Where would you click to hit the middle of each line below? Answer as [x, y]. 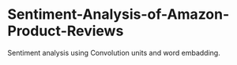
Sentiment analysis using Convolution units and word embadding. [114, 52]
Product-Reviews [66, 31]
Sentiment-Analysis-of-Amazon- [118, 14]
